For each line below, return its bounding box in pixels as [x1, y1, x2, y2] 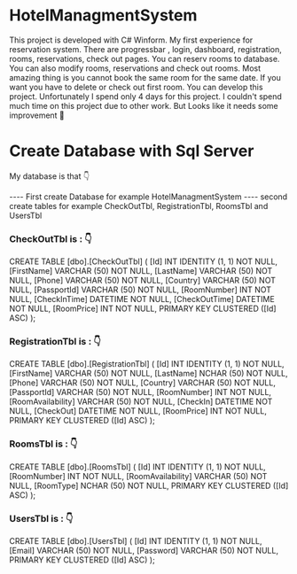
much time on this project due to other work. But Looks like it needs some [9, 100, 278, 111]
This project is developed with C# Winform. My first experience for [9, 35, 254, 45]
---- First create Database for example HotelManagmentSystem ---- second [9, 191, 288, 202]
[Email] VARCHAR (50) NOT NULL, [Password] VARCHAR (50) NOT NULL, [9, 546, 279, 556]
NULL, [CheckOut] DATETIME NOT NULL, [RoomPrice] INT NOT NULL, [9, 406, 268, 416]
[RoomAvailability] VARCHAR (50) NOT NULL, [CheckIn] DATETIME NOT [9, 396, 273, 407]
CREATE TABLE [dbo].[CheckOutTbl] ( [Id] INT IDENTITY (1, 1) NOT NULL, [9, 256, 277, 267]
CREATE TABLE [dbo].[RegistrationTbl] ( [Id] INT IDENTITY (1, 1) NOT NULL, [9, 359, 285, 369]
